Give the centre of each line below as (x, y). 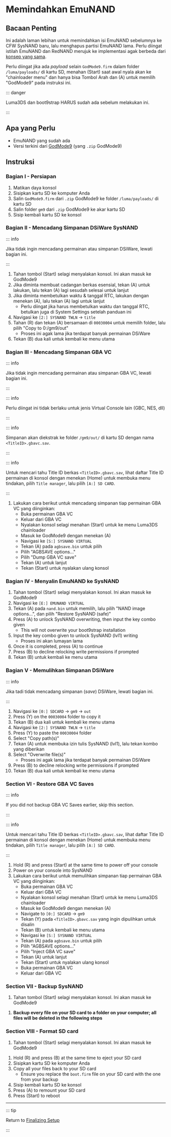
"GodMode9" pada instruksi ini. (39, 83)
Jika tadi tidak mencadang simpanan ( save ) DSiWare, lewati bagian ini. (80, 691)
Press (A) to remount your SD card (49, 1090)
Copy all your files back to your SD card (55, 1068)
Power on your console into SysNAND (53, 870)
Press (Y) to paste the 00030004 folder (52, 733)
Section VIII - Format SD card (42, 1031)
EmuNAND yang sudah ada (42, 141)
